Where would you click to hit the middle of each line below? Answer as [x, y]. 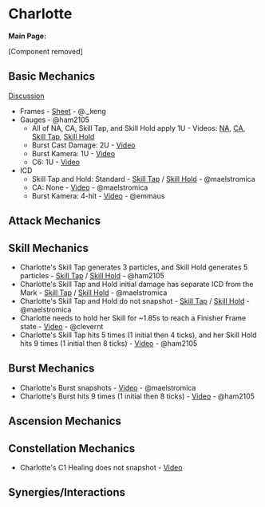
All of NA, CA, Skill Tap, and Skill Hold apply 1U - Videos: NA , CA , [138, 128]
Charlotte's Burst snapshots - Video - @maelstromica [108, 387]
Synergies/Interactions [67, 492]
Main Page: [27, 36]
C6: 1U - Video [56, 162]
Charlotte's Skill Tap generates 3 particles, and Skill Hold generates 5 [134, 267]
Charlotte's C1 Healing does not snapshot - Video [101, 467]
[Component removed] [46, 51]
